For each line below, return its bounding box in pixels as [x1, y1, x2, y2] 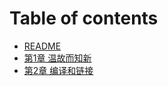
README [23, 40, 62, 52]
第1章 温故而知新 [23, 52, 92, 64]
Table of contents [9, 7, 159, 30]
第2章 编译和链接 [23, 64, 94, 76]
